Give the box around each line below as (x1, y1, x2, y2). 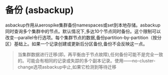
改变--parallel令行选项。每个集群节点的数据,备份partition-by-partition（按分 (5, 34, 162, 40)
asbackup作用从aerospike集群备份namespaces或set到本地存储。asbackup (5, 22, 161, 28)
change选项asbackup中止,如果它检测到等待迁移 (17, 63, 117, 70)
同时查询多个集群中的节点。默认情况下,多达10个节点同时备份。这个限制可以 (5, 28, 161, 34)
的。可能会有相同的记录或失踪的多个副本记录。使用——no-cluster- (17, 57, 156, 63)
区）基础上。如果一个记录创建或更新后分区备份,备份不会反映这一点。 (5, 40, 148, 46)
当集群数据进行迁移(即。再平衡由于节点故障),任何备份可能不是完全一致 (17, 51, 163, 57)
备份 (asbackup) (5, 4, 74, 16)
